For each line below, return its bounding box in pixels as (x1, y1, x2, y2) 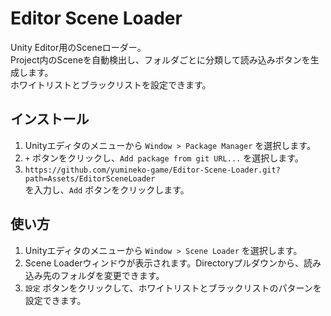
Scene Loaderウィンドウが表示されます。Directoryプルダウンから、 (24, 257, 305, 269)
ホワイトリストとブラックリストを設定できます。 (10, 78, 212, 91)
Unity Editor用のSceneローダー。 (10, 41, 147, 53)
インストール (10, 111, 90, 128)
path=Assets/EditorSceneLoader (24, 173, 156, 184)
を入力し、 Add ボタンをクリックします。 (24, 183, 190, 196)
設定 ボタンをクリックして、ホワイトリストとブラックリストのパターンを (24, 282, 322, 294)
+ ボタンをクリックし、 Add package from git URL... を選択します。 (24, 152, 304, 164)
